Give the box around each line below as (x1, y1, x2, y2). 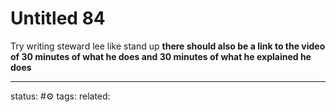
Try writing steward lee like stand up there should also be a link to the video (10, 40, 326, 52)
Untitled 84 (10, 7, 106, 30)
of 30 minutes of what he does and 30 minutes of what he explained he (10, 50, 312, 62)
